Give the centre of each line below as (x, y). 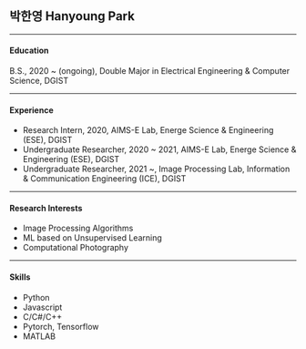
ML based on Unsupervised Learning (92, 238)
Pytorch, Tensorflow (61, 326)
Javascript (42, 307)
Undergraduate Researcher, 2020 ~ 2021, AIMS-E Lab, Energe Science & (159, 149)
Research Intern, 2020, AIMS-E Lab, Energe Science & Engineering (148, 130)
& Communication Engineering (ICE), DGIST (104, 179)
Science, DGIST (39, 81)
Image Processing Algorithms (78, 228)
